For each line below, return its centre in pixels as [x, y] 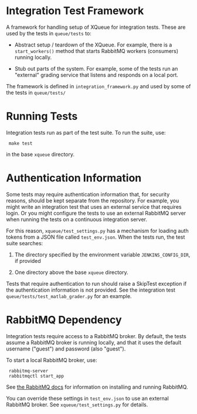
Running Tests [42, 116]
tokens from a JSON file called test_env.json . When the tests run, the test [96, 237]
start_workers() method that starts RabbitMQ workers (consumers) [96, 51]
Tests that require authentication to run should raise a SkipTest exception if [96, 283]
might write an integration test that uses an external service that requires [94, 206]
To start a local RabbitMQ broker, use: [52, 360]
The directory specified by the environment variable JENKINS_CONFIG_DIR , [102, 255]
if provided [28, 261]
